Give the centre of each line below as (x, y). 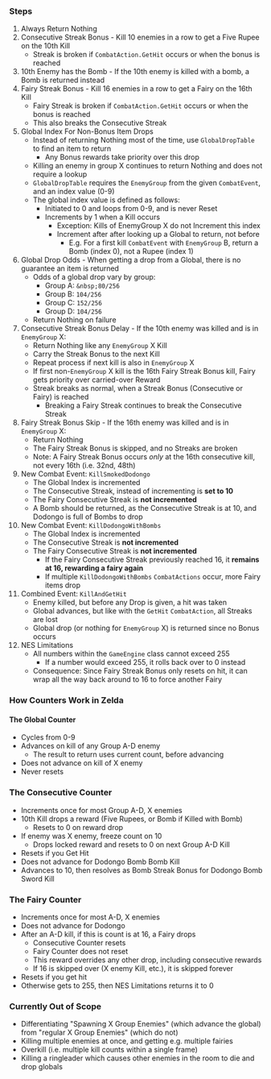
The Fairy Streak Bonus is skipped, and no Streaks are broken (135, 448)
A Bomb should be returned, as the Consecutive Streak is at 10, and (144, 508)
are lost (45, 620)
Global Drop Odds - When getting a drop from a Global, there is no (131, 260)
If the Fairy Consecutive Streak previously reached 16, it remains (152, 560)
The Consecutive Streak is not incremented (106, 542)
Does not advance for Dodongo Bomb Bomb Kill (100, 861)
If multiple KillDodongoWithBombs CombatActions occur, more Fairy (152, 577)
